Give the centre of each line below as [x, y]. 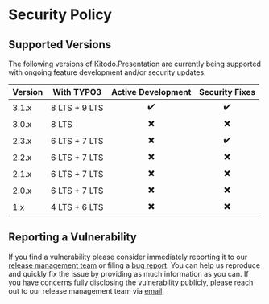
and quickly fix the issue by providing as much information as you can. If [128, 273]
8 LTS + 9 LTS [77, 108]
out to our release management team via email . [87, 290]
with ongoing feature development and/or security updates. [108, 72]
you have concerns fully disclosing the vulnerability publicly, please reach [131, 282]
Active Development [151, 92]
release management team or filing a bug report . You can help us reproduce [134, 265]
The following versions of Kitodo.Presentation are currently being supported [135, 64]
